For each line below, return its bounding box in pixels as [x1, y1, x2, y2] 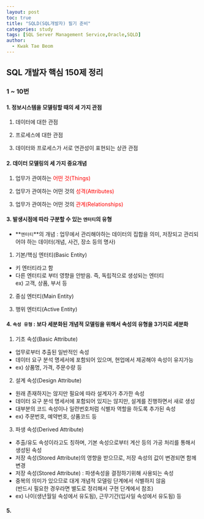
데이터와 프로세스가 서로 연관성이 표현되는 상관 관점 [15, 145, 138, 152]
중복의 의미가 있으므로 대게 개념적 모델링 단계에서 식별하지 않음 [15, 477, 166, 484]
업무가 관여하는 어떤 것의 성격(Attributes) [15, 188, 115, 195]
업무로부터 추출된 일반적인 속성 [15, 349, 89, 355]
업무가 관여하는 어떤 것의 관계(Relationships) [15, 200, 124, 208]
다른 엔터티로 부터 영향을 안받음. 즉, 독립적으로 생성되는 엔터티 [15, 271, 164, 279]
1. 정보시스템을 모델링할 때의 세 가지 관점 [6, 104, 102, 111]
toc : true [6, 15, 32, 21]
